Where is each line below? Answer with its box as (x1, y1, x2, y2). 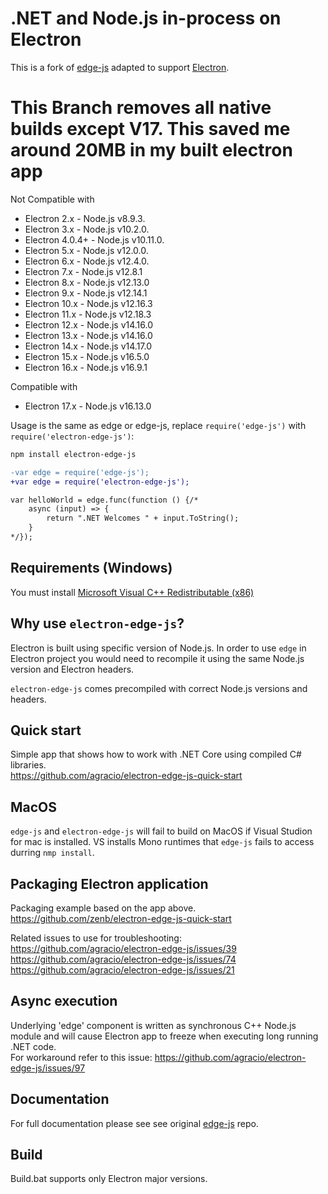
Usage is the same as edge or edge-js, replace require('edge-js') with (10, 419, 307, 431)
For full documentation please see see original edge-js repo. (10, 1117, 259, 1129)
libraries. (10, 759, 47, 771)
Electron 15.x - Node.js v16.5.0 (24, 350, 150, 362)
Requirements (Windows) (10, 560, 173, 577)
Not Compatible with (10, 193, 95, 205)
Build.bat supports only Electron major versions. (10, 1173, 208, 1185)
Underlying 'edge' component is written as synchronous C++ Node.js (10, 1019, 297, 1031)
